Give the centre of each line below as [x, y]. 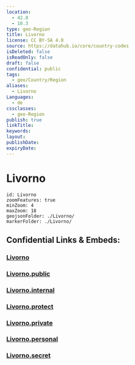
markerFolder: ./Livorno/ [39, 221]
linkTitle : [20, 126]
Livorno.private [29, 323]
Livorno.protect [30, 306]
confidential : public [34, 69]
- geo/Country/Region [39, 80]
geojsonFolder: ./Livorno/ [40, 216]
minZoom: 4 [20, 205]
